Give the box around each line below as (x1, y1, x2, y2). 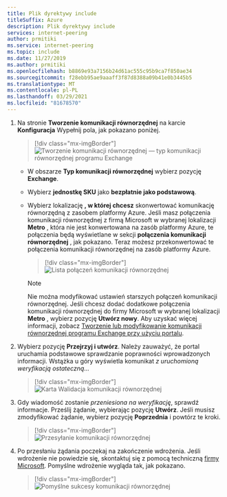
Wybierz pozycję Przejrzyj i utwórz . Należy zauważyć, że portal (17, 342, 200, 350)
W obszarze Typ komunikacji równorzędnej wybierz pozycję (27, 167, 202, 176)
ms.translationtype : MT (7, 81, 76, 87)
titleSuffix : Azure (7, 17, 63, 23)
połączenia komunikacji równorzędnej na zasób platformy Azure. (27, 245, 211, 253)
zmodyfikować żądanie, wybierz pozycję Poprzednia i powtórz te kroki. (17, 412, 221, 421)
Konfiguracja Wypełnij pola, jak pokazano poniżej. (17, 125, 160, 134)
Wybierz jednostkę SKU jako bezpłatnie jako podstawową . (27, 187, 197, 196)
